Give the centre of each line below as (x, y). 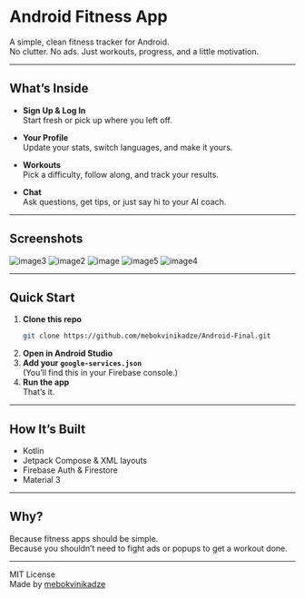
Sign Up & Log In (54, 110)
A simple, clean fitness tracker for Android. (89, 42)
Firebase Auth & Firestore (70, 470)
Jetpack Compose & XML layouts (85, 461)
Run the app (46, 382)
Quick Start (42, 297)
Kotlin (33, 451)
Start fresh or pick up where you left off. (97, 120)
